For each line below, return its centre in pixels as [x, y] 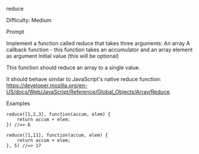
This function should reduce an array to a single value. [73, 67]
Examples [18, 103]
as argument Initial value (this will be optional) [63, 56]
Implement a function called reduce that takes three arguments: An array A [98, 43]
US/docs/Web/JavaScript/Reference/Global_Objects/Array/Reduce [88, 92]
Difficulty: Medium [29, 20]
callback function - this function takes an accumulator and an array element [99, 50]
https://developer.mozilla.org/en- [47, 85]
